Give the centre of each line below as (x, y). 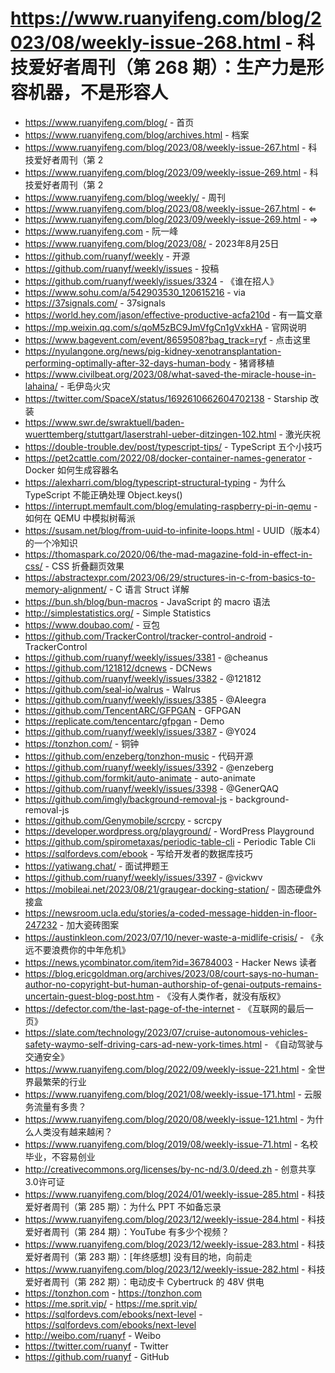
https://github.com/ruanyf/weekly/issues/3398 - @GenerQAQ (151, 788)
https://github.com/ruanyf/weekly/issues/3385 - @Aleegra (145, 699)
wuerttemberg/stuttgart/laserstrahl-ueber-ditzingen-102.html (150, 434)
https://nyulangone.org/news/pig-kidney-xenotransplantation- (153, 351)
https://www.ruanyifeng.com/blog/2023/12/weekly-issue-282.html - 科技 (175, 1269)
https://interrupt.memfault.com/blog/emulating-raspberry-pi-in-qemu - (171, 506)
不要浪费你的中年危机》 (82, 949)
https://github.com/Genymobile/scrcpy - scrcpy (123, 820)
